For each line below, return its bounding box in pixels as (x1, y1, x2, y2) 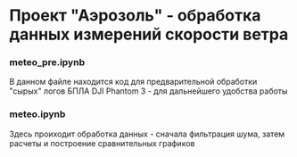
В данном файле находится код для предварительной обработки (9, 77, 258, 87)
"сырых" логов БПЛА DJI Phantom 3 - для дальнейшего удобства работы (9, 86, 288, 96)
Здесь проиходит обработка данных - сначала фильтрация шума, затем (9, 128, 285, 139)
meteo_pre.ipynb (9, 56, 86, 69)
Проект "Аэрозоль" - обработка (9, 5, 261, 26)
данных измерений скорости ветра (9, 24, 289, 45)
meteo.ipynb (9, 108, 66, 120)
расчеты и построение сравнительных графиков (9, 137, 195, 148)
